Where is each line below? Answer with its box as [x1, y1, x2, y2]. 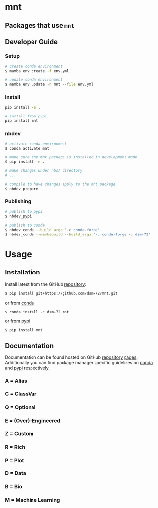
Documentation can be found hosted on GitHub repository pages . [5, 354, 138, 360]
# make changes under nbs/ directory [5, 168, 83, 173]
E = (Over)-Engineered [5, 417, 61, 424]
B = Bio [5, 483, 22, 490]
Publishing [5, 198, 32, 205]
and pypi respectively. [5, 365, 50, 371]
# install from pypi [5, 114, 48, 118]
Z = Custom [5, 430, 33, 437]
